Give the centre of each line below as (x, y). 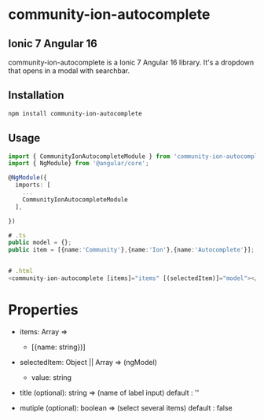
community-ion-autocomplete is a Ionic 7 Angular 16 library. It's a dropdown (131, 62)
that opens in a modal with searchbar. (69, 71)
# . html (21, 271)
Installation (36, 96)
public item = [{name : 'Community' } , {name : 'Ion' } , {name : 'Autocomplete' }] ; (132, 250)
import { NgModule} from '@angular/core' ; (79, 164)
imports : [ (33, 185)
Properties (43, 310)
